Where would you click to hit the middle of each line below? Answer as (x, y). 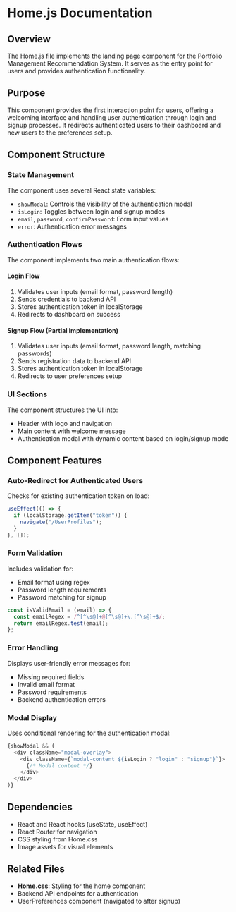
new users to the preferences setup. (60, 133)
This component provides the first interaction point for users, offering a (111, 110)
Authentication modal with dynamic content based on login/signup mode (123, 438)
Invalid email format (46, 684)
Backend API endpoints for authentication (78, 893)
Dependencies (40, 807)
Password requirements (52, 692)
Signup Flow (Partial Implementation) (63, 330)
